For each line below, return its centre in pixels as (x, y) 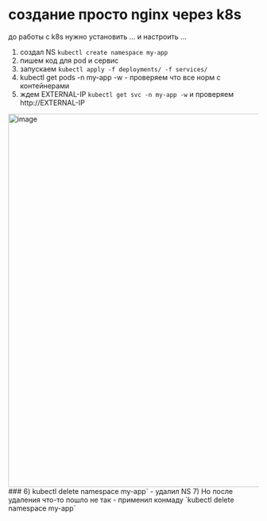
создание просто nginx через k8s (125, 15)
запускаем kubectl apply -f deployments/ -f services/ (114, 68)
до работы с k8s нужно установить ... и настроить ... (97, 37)
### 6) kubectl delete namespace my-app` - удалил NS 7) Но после (120, 491)
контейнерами (44, 86)
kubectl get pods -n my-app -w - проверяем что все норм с (120, 77)
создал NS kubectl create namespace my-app (94, 52)
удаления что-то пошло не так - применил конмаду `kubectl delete (121, 500)
